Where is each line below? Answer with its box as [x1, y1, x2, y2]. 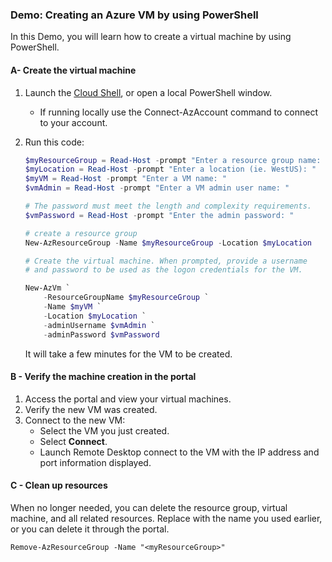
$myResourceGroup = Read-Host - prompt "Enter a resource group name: [24, 155, 322, 165]
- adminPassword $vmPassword [43, 329, 160, 340]
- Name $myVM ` [43, 302, 102, 312]
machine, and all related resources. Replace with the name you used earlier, [10, 512, 323, 524]
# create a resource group [24, 228, 138, 238]
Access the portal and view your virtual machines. [24, 393, 232, 405]
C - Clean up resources [10, 479, 108, 492]
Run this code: [24, 136, 85, 148]
